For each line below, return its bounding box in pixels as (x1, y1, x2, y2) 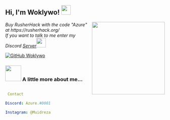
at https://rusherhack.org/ (5, 27, 60, 33)
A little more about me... (22, 76, 83, 83)
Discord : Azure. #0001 (5, 100, 51, 106)
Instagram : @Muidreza (5, 109, 51, 115)
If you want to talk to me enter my (5, 32, 76, 38)
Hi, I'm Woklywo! (5, 8, 60, 17)
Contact (7, 92, 24, 97)
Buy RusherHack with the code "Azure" (5, 21, 88, 28)
